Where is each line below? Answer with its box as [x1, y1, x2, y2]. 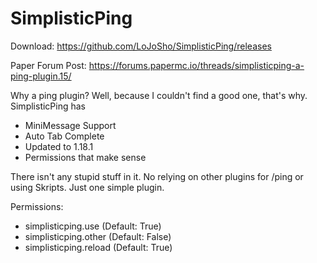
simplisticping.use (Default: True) [24, 220, 162, 232]
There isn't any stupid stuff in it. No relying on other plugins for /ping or [10, 170, 304, 182]
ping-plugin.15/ [10, 70, 72, 82]
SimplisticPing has [10, 100, 87, 112]
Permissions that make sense [24, 151, 147, 163]
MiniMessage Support [24, 119, 117, 131]
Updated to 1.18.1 [24, 140, 94, 152]
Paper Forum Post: [10, 59, 87, 71]
